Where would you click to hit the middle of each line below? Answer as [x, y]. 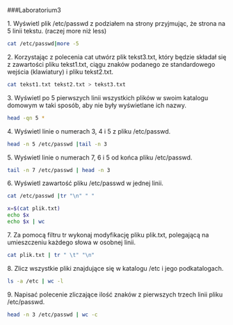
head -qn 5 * [26, 118]
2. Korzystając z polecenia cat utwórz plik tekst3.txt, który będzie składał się [117, 57]
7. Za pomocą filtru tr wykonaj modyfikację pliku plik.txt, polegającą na [108, 235]
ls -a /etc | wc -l [35, 281]
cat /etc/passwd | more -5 [43, 44]
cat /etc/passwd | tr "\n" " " [51, 196]
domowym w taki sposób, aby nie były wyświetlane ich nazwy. [97, 105]
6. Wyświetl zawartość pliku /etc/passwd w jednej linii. [85, 183]
